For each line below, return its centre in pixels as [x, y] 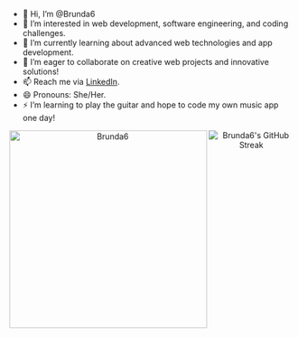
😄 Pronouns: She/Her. [64, 94]
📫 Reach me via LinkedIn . [71, 82]
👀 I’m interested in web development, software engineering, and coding [155, 23]
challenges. [44, 33]
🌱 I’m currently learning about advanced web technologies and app [147, 42]
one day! [39, 118]
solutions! [41, 71]
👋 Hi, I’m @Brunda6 [59, 14]
